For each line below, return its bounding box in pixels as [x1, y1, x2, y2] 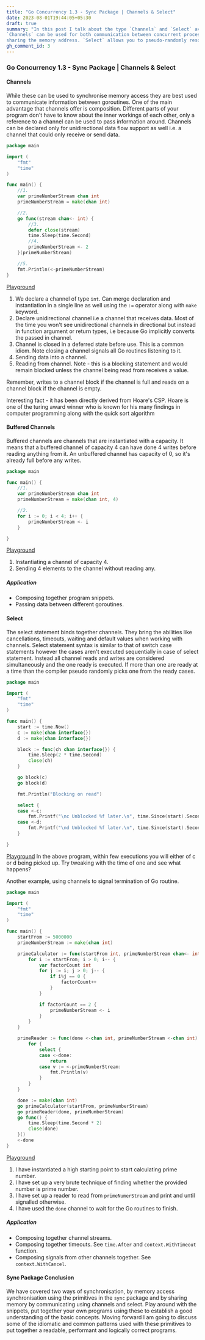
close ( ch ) [28, 758, 53, 764]
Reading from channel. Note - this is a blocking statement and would [15, 360, 188, 367]
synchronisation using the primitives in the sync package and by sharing [6, 1294, 187, 1302]
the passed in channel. [15, 334, 73, 341]
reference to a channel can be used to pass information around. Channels [6, 118, 192, 125]
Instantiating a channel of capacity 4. [15, 558, 109, 566]
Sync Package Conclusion [6, 1274, 74, 1281]
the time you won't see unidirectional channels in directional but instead [15, 321, 196, 328]
